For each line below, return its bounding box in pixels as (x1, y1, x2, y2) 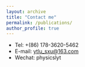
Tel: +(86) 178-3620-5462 (14, 42, 79, 49)
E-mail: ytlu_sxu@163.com (14, 48, 79, 55)
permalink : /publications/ (6, 20, 73, 25)
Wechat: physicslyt (14, 54, 61, 61)
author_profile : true (6, 25, 60, 31)
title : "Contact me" (6, 14, 57, 20)
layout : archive (6, 8, 46, 15)
